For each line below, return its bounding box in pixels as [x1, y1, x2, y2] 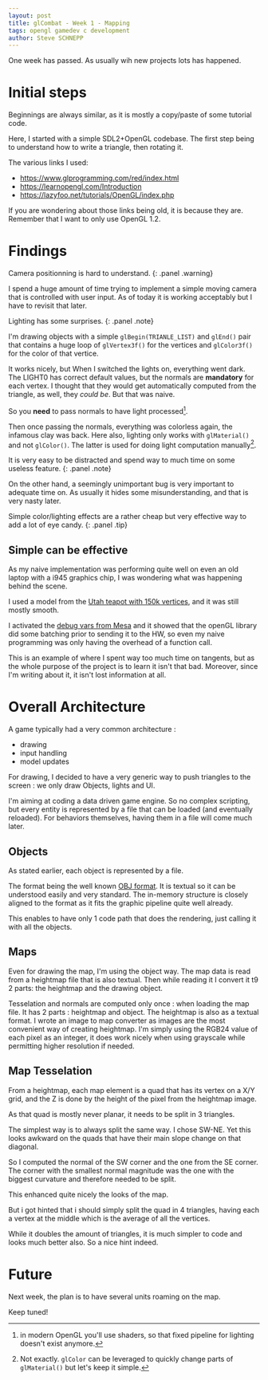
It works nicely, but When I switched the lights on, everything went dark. [8, 364, 246, 374]
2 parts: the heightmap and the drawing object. [8, 983, 164, 993]
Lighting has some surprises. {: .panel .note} [8, 316, 154, 326]
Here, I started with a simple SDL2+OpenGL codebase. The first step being [8, 134, 255, 144]
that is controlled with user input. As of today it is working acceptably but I [8, 293, 253, 302]
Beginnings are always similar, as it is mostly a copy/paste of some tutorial [8, 110, 253, 120]
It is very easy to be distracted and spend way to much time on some [8, 455, 235, 465]
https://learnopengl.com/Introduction [19, 182, 142, 191]
